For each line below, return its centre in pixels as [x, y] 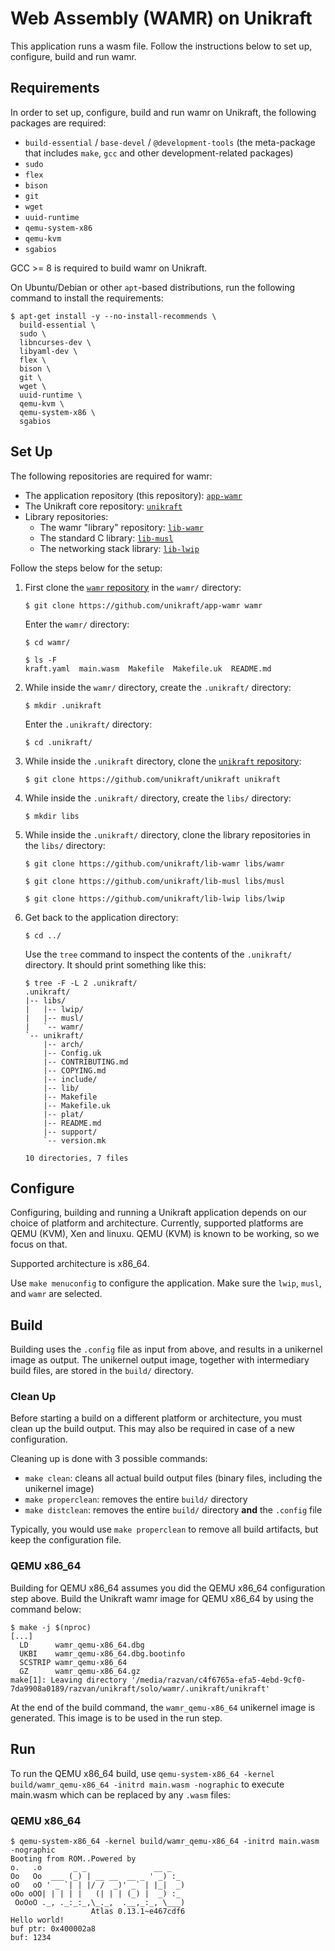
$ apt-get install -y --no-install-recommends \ [113, 316]
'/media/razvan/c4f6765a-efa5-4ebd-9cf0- [219, 1680]
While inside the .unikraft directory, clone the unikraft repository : [163, 761]
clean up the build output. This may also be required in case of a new [152, 1429]
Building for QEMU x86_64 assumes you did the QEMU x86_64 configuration [168, 1588]
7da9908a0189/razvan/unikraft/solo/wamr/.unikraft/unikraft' [140, 1688]
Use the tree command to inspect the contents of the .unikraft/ [158, 954]
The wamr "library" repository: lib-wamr [122, 527]
